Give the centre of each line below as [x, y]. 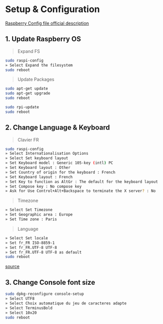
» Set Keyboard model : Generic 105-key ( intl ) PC [59, 163]
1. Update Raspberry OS [43, 39]
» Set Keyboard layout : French [39, 177]
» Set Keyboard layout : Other [38, 168]
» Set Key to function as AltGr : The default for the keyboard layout [81, 182]
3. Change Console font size [50, 282]
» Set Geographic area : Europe [39, 215]
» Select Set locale [27, 238]
